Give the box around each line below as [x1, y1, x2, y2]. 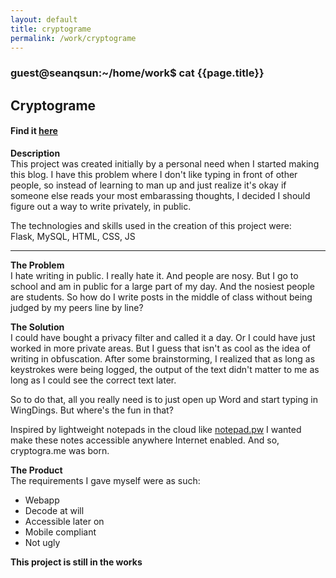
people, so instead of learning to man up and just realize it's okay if [10, 179, 287, 191]
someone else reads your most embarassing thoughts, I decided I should [10, 189, 311, 201]
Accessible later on [24, 515, 105, 527]
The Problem [10, 259, 65, 271]
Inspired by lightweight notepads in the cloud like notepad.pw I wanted [10, 423, 302, 435]
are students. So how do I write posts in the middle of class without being [10, 291, 313, 303]
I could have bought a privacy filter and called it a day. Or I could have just [10, 331, 316, 343]
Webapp [24, 494, 60, 506]
